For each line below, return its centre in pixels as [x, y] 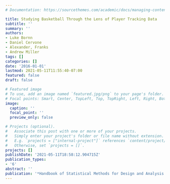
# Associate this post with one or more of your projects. [71, 131]
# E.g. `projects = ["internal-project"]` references [65, 141]
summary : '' [18, 28]
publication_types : [26, 160]
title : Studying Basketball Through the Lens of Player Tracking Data [81, 19]
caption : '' [23, 108]
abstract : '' [19, 169]
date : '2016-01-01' [26, 66]
